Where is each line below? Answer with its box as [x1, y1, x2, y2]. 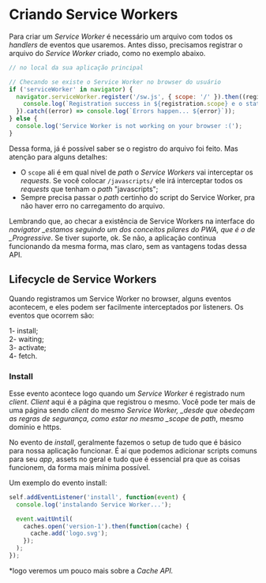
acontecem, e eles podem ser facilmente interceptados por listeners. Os [9, 302, 244, 311]
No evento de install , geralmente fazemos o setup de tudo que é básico [9, 437, 242, 447]
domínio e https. [9, 422, 62, 431]
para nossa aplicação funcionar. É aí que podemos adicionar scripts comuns [9, 446, 257, 455]
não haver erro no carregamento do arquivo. [20, 201, 165, 210]
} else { [9, 115, 38, 123]
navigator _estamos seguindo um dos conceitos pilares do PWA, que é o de [9, 224, 256, 234]
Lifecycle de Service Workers [9, 273, 157, 286]
